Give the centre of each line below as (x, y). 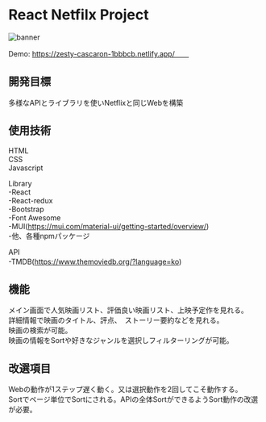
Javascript (26, 168)
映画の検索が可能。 (40, 330)
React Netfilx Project (79, 15)
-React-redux (31, 200)
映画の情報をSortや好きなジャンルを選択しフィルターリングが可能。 (121, 341)
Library (20, 183)
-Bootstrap (26, 209)
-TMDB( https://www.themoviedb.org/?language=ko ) (95, 261)
